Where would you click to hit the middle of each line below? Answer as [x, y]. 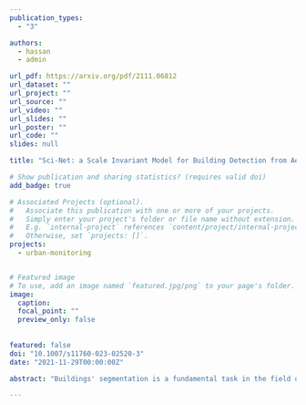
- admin [32, 60]
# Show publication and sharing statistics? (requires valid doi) [138, 177]
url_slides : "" [38, 119]
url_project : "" [40, 93]
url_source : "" [38, 101]
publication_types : [46, 18]
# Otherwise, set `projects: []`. [79, 236]
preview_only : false [56, 320]
